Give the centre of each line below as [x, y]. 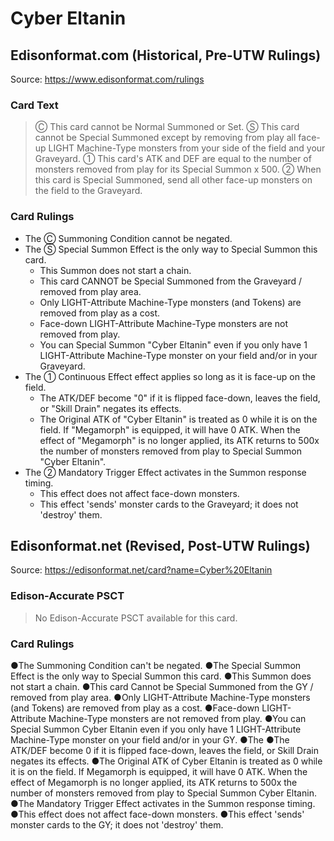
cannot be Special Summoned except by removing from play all [165, 138]
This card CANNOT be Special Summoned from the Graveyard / [171, 281]
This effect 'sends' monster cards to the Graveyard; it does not [169, 504]
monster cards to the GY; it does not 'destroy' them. [117, 825]
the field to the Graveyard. [88, 191]
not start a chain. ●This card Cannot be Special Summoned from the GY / [162, 686]
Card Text [34, 105]
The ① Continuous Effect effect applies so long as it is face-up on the [170, 376]
